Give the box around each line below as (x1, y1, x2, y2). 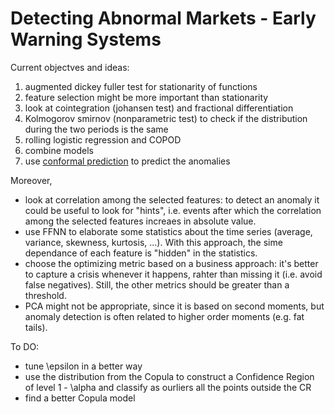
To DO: (10, 340, 40, 352)
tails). (24, 321, 48, 333)
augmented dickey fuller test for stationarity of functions (24, 80, 258, 92)
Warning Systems (10, 28, 162, 51)
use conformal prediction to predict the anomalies (24, 155, 231, 167)
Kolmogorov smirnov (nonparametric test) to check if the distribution (24, 112, 308, 124)
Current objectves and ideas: (10, 61, 130, 73)
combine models (24, 144, 94, 156)
